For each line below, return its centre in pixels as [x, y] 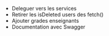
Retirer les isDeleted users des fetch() [58, 15]
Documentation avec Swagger [48, 27]
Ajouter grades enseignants [45, 21]
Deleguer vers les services [44, 8]
